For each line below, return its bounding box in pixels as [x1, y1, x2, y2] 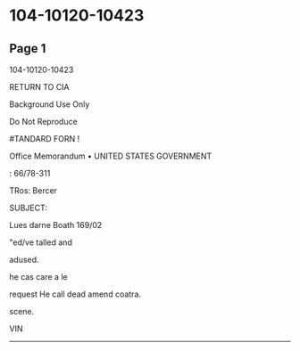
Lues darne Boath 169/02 [9, 220, 103, 230]
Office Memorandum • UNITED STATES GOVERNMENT [9, 151, 212, 161]
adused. [9, 255, 39, 265]
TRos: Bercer [9, 185, 58, 196]
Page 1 [9, 41, 46, 56]
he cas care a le [9, 272, 69, 282]
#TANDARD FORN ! [9, 134, 80, 143]
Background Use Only [9, 99, 90, 110]
